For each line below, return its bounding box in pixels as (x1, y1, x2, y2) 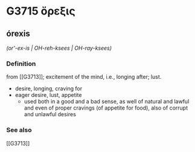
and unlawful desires (24, 111, 77, 118)
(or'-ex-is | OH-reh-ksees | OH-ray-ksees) (6, 44, 112, 51)
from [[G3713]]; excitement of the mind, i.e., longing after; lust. (6, 73, 162, 81)
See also (6, 126, 32, 134)
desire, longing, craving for (14, 85, 83, 92)
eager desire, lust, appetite (14, 91, 82, 99)
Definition (6, 59, 36, 68)
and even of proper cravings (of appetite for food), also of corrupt (24, 104, 188, 111)
